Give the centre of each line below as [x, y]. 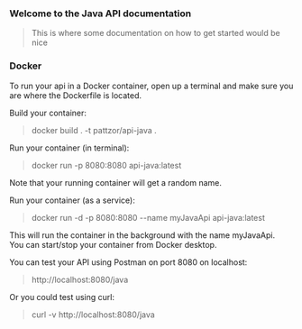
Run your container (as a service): [72, 200]
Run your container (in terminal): [69, 148]
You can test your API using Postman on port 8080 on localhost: [128, 262]
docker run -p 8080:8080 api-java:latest [106, 165]
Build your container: [48, 113]
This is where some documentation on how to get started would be [156, 33]
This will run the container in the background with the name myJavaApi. [142, 235]
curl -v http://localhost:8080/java [93, 315]
